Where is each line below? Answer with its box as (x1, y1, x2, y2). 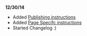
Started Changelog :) (12, 25, 57, 31)
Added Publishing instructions (12, 14, 76, 20)
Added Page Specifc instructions (12, 20, 82, 25)
